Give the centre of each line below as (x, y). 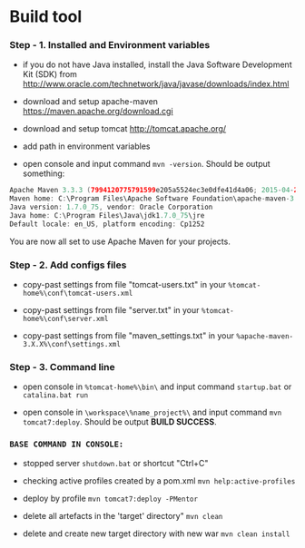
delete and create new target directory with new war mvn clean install (156, 533)
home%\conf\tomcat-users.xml (78, 294)
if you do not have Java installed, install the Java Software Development (157, 64)
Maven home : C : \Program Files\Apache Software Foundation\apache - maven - (150, 199)
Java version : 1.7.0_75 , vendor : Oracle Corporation (111, 207)
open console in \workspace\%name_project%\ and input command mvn (152, 412)
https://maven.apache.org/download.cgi (98, 112)
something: (44, 173)
